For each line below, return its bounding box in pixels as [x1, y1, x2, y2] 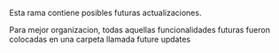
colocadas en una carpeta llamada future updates [9, 34, 191, 44]
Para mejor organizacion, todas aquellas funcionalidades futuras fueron [9, 25, 270, 34]
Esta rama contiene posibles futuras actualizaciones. [9, 8, 202, 18]
